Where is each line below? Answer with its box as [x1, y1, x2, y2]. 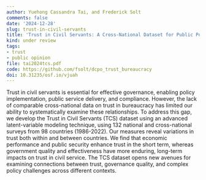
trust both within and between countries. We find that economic [6, 135, 167, 142]
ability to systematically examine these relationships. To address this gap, [6, 108, 192, 115]
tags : [6, 44, 20, 50]
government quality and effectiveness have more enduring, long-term [6, 147, 183, 155]
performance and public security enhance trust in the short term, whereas [6, 141, 194, 148]
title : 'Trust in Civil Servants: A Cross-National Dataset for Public [6, 32, 193, 38]
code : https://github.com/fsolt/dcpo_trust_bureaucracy [6, 66, 152, 72]
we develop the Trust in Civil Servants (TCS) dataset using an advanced [6, 115, 188, 122]
